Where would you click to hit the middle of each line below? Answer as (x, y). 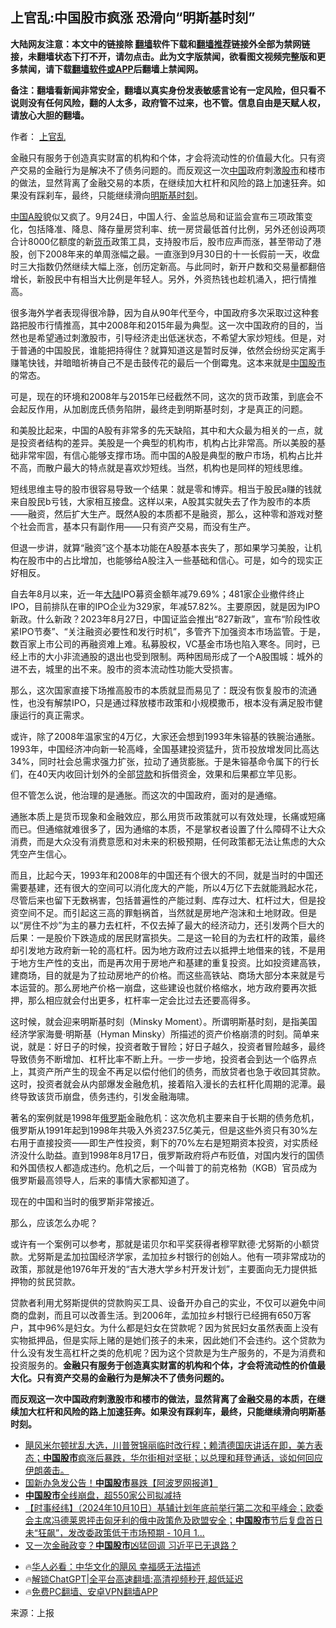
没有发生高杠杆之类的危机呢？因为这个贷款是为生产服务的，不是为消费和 (176, 1352)
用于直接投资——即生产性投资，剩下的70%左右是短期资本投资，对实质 (164, 1142)
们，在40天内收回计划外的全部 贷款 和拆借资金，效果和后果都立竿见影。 (156, 774)
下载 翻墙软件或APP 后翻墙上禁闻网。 (128, 69)
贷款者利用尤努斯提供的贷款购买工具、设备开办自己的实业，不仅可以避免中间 (168, 1302)
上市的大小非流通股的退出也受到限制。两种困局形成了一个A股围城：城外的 (170, 656)
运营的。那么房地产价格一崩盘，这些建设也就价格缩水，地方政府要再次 (163, 987)
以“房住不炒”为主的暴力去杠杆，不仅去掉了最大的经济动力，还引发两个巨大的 (167, 925)
